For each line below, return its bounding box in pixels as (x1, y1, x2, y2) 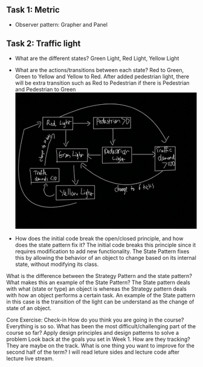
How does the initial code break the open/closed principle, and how (14, 235, 184, 242)
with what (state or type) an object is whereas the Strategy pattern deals (6, 285, 187, 293)
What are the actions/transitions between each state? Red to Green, (14, 66, 184, 73)
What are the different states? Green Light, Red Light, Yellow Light (14, 55, 179, 62)
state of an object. (6, 305, 52, 312)
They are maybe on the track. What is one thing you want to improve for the (6, 342, 195, 349)
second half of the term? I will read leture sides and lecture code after (6, 348, 180, 356)
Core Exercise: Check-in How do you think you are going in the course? (6, 316, 184, 323)
